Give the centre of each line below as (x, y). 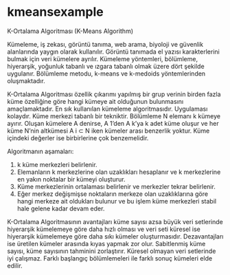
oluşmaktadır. (26, 80)
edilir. (15, 265)
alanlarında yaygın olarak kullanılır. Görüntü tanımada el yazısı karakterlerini (113, 52)
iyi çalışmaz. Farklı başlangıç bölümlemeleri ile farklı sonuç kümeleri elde (110, 258)
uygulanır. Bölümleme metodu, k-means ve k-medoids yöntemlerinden (106, 74)
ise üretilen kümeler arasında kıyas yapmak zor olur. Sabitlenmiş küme (106, 243)
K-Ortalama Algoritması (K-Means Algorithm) (70, 31)
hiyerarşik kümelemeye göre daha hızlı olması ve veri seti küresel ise (104, 229)
